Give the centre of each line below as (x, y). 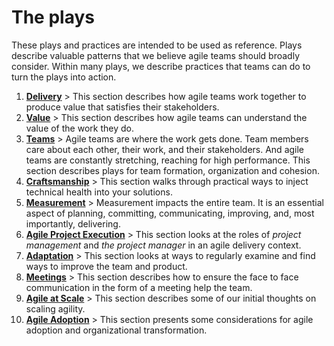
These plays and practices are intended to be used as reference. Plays (157, 45)
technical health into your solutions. (99, 192)
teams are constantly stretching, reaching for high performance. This (168, 160)
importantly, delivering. (73, 223)
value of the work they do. (79, 128)
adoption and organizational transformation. (116, 330)
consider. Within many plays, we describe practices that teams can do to (161, 66)
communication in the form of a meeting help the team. (139, 287)
